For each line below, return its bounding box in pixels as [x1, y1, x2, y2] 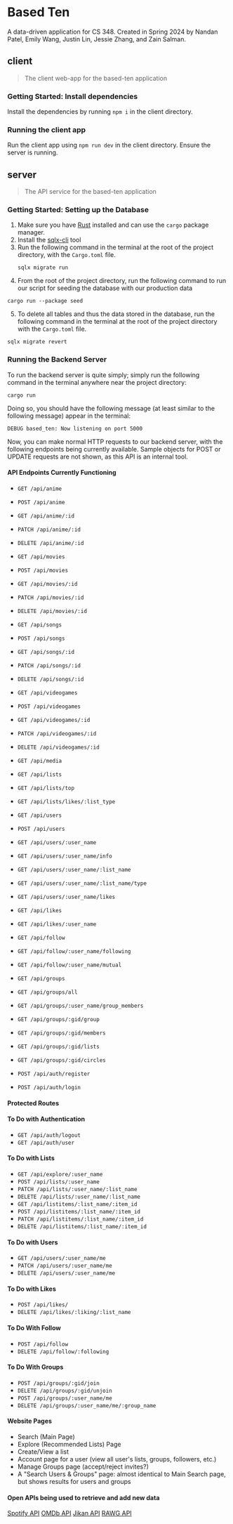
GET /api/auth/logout [17, 1131, 81, 1138]
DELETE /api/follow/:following [17, 1348, 109, 1355]
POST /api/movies [17, 567, 69, 574]
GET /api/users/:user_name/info [17, 853, 112, 860]
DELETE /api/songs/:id [17, 676, 84, 683]
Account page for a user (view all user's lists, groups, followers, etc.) [17, 1454, 217, 1463]
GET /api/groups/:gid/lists [17, 1043, 100, 1050]
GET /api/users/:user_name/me [17, 1255, 107, 1262]
